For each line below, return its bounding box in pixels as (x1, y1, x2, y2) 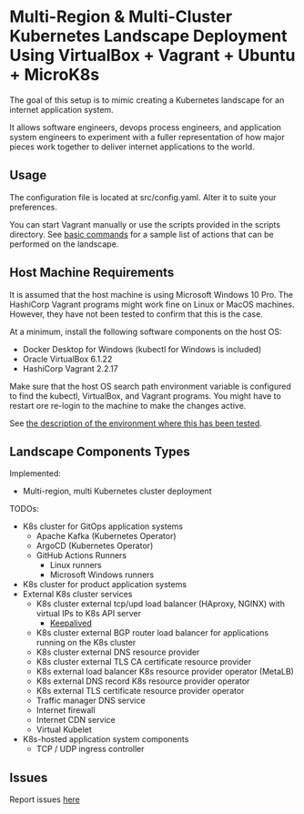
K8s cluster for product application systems (22, 579, 187, 590)
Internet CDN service (35, 715, 116, 726)
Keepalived (49, 617, 93, 629)
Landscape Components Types (9, 443, 191, 459)
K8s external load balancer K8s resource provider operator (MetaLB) (35, 666, 294, 677)
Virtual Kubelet (35, 724, 93, 735)
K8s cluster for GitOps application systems (22, 521, 184, 532)
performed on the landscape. (9, 239, 119, 249)
